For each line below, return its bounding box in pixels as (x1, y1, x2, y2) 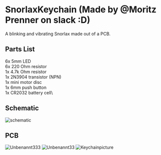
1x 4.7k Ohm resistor (5, 69, 47, 75)
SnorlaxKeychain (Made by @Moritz (5, 4, 157, 15)
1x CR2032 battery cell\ (5, 89, 53, 95)
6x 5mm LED (5, 58, 31, 64)
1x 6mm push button (5, 84, 47, 90)
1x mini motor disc (5, 79, 42, 85)
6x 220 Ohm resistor (5, 63, 47, 69)
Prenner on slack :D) (5, 14, 90, 26)
